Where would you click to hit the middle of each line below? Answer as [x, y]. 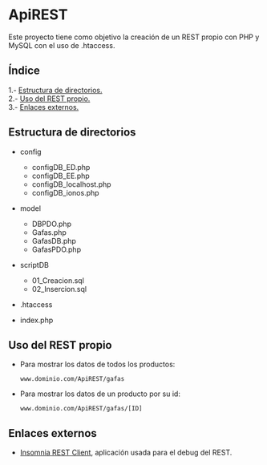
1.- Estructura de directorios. [55, 90]
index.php [36, 320]
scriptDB [34, 265]
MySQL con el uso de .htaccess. [62, 45]
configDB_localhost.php [71, 184]
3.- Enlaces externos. [44, 107]
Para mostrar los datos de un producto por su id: [100, 394]
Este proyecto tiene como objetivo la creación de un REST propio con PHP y [134, 37]
